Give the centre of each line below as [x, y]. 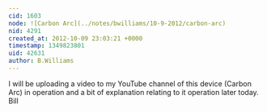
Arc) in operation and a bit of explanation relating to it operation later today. [133, 92]
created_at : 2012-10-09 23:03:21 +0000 [76, 38]
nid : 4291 [25, 31]
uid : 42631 [27, 53]
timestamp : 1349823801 [47, 46]
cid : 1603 [25, 16]
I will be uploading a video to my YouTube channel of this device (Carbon [130, 83]
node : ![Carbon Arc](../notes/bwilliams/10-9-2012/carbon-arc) [117, 23]
